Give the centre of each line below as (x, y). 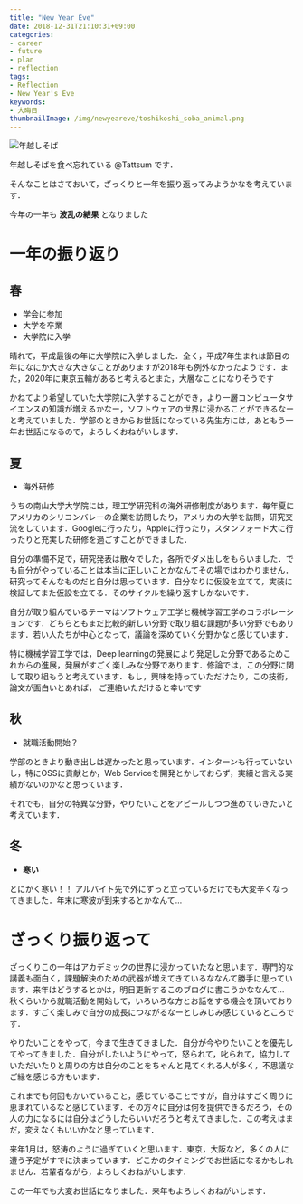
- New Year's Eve (42, 93)
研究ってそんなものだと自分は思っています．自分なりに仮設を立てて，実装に (151, 581)
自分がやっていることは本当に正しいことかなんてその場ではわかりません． (155, 570)
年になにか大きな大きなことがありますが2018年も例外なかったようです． (145, 367)
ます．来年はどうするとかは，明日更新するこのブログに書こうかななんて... (147, 989)
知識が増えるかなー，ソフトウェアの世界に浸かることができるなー (171, 409)
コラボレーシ (270, 611)
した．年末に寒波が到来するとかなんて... (108, 900)
